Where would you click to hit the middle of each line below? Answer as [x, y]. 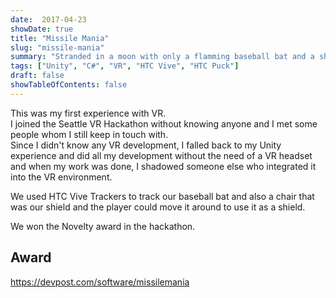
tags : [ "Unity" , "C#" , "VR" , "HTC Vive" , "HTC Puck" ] [125, 66]
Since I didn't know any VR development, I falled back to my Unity [146, 145]
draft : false [37, 76]
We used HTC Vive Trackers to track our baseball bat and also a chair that [162, 196]
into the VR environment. [61, 177]
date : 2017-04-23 [48, 19]
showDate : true [42, 29]
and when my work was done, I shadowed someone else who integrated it [163, 166]
